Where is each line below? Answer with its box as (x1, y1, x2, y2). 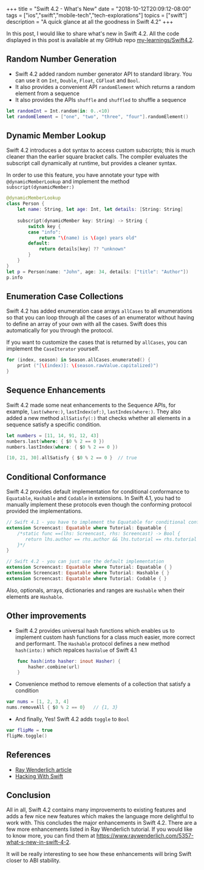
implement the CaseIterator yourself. (6, 345, 100, 352)
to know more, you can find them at (6, 832, 95, 840)
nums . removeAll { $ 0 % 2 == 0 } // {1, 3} (6, 704, 118, 711)
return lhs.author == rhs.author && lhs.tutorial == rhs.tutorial (25, 536, 197, 542)
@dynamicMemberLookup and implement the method (6, 178, 129, 185)
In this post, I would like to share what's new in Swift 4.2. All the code (6, 30, 180, 37)
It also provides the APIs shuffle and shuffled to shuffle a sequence (15, 96, 186, 103)
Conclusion (6, 790, 51, 800)
